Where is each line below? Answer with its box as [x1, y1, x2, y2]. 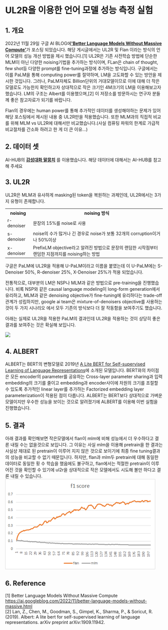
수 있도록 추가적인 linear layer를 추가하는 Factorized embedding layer [5, 386, 144, 392]
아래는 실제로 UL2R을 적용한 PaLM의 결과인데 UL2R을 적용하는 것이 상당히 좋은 [5, 316, 161, 322]
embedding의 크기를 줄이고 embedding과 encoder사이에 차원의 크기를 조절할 [5, 380, 158, 386]
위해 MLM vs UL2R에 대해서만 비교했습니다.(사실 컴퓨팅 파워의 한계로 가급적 [10, 120, 160, 126]
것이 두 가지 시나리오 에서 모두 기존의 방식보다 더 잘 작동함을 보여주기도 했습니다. [5, 305, 162, 311]
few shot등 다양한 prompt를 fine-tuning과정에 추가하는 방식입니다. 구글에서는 [5, 66, 158, 71]
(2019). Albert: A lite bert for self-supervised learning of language [5, 613, 140, 620]
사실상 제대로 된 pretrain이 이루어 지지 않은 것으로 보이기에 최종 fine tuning [5, 448, 152, 454]
